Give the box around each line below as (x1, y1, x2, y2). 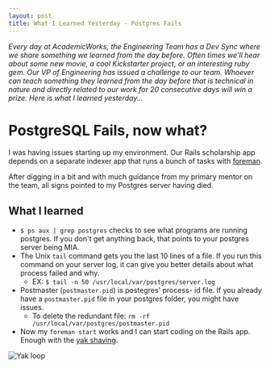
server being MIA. (19, 243, 80, 253)
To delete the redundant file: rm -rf (31, 312, 151, 321)
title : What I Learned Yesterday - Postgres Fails (8, 19, 182, 27)
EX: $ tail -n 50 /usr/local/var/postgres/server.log (31, 277, 215, 286)
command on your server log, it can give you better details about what (19, 260, 254, 270)
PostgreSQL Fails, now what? (8, 121, 208, 140)
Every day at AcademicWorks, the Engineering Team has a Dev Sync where (8, 41, 260, 51)
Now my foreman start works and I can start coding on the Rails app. (19, 327, 251, 337)
